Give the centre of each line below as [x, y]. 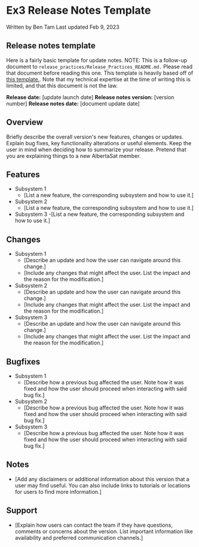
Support [22, 511]
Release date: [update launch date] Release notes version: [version [90, 97]
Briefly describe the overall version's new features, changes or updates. [95, 137]
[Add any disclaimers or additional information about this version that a [102, 479]
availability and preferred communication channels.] [79, 537]
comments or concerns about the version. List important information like [104, 531]
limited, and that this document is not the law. [62, 85]
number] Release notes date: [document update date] [73, 103]
